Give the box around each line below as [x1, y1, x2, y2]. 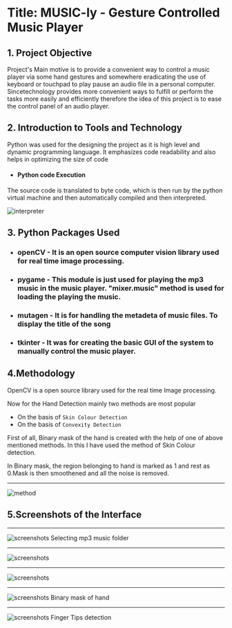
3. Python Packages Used [7, 227, 120, 239]
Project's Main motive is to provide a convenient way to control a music [7, 66, 211, 73]
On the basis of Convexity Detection [17, 420, 122, 428]
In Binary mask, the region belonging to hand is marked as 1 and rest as [7, 462, 211, 470]
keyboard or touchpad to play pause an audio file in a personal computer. [7, 80, 216, 88]
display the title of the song [17, 319, 111, 329]
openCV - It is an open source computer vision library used [17, 247, 220, 257]
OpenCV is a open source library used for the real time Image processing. [7, 386, 217, 394]
